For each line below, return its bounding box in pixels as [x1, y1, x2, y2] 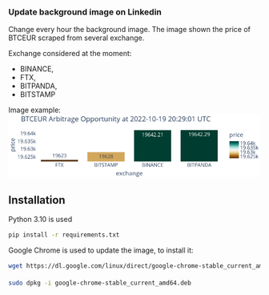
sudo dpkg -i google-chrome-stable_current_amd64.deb [8, 279, 192, 287]
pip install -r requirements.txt [8, 231, 120, 239]
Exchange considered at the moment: [8, 49, 132, 59]
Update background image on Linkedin [8, 6, 163, 18]
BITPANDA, [19, 81, 58, 91]
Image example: [8, 105, 62, 115]
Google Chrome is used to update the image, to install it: [8, 245, 194, 255]
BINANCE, [19, 64, 54, 74]
